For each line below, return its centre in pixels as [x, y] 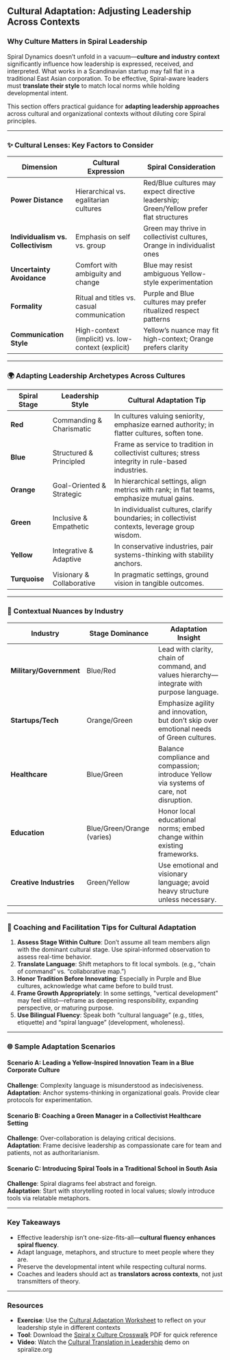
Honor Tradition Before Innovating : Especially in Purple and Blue [109, 978]
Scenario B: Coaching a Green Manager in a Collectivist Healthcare [104, 1116]
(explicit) [116, 347]
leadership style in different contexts [69, 1327]
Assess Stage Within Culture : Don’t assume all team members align [113, 942]
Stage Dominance [119, 633]
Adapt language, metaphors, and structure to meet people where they [115, 1252]
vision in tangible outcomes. [159, 584]
